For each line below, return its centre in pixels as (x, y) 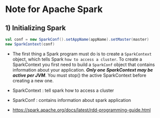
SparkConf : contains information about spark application (72, 100)
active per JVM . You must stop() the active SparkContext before (79, 75)
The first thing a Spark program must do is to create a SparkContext (82, 53)
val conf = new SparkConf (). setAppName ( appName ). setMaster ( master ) (77, 39)
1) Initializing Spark (36, 28)
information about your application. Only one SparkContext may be (83, 70)
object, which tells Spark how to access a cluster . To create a (77, 59)
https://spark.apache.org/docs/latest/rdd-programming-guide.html (82, 110)
